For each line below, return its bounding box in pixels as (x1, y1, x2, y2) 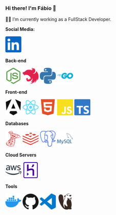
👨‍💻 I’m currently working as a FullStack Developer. (5, 16, 111, 23)
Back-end (5, 57, 27, 64)
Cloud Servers (5, 152, 37, 158)
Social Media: (5, 26, 35, 32)
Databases (5, 121, 29, 127)
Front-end (5, 89, 27, 95)
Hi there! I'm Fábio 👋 (5, 5, 57, 12)
